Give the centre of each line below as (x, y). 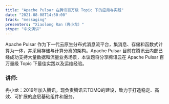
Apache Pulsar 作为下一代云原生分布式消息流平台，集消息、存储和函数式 (82, 45)
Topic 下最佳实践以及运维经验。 (53, 64)
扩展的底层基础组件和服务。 (48, 97)
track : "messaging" (26, 19)
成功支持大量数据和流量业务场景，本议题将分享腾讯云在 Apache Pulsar (84, 57)
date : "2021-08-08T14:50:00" (36, 15)
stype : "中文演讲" (24, 29)
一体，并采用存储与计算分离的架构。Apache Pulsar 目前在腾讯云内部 (86, 51)
